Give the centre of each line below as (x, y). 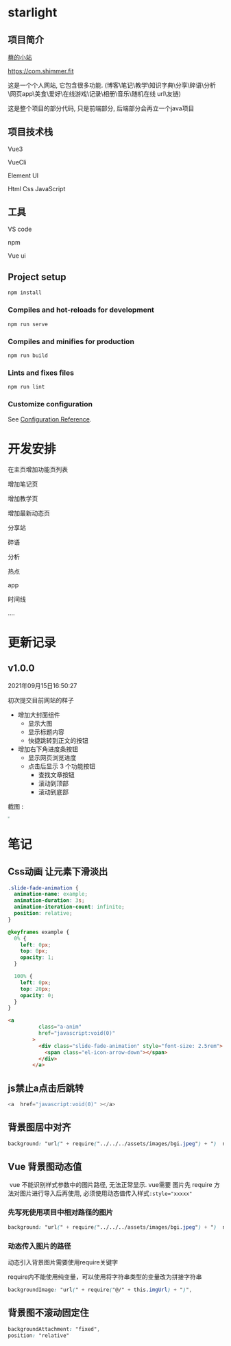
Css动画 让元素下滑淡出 (58, 872)
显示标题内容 (46, 732)
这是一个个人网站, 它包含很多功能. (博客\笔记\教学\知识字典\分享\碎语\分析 (112, 85)
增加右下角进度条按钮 (48, 749)
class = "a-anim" (60, 1027)
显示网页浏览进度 (52, 757)
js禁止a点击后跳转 (46, 1088)
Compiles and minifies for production (71, 341)
